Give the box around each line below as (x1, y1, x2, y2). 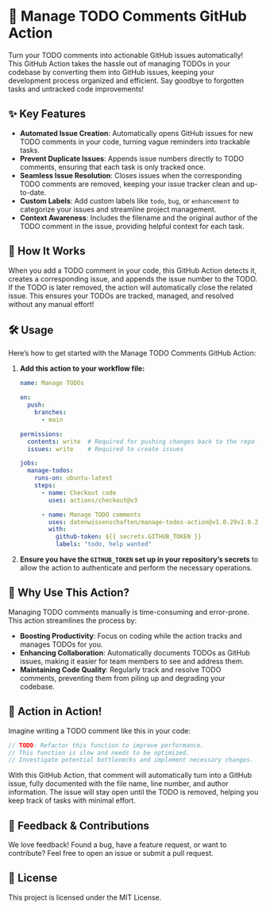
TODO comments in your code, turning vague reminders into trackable (19, 137, 250, 146)
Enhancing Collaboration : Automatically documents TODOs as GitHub (19, 647, 250, 657)
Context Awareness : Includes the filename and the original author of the (19, 212, 258, 222)
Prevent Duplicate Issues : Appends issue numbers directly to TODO (19, 154, 245, 163)
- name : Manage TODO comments (40, 511, 141, 519)
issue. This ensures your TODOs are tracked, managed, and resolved (8, 290, 234, 301)
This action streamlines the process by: (8, 616, 137, 625)
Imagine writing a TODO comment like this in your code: (8, 725, 191, 735)
